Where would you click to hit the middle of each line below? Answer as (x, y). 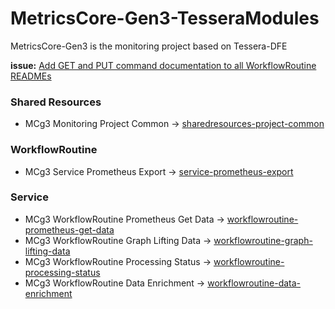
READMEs (31, 76)
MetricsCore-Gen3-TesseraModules (165, 18)
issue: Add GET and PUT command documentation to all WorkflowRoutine (163, 65)
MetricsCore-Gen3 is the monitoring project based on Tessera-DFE (149, 46)
